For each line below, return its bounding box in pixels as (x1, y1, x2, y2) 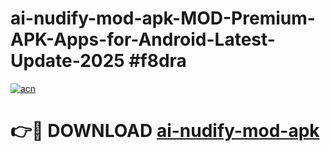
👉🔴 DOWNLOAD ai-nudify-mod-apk (10, 120, 320, 142)
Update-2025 (10, 50, 125, 72)
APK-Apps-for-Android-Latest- (10, 28, 276, 51)
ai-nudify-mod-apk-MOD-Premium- (10, 7, 316, 30)
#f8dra (128, 50, 187, 72)
